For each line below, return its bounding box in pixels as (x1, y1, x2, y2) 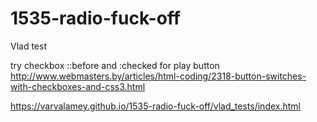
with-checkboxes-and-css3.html (10, 80, 146, 92)
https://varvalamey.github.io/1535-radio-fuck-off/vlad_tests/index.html (10, 100, 301, 112)
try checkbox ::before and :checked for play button (10, 59, 220, 71)
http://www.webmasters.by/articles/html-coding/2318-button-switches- (10, 70, 307, 82)
